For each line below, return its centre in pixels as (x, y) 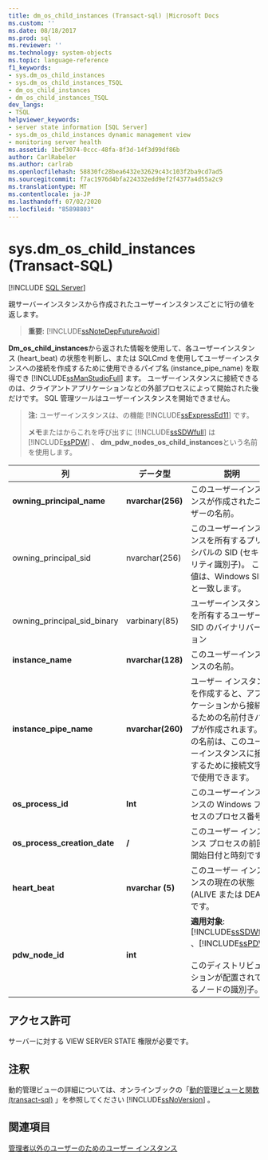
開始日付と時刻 (219, 855)
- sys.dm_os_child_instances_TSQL (66, 82)
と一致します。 (218, 589)
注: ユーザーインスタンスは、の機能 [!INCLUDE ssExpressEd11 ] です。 (140, 415)
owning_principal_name (59, 501)
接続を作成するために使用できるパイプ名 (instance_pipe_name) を (144, 368)
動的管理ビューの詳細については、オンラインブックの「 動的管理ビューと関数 (134, 1090)
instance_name (42, 660)
